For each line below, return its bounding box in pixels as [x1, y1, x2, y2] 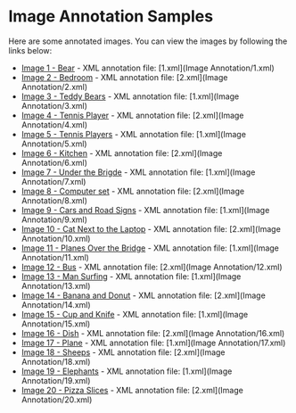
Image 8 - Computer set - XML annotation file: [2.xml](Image [21, 186, 245, 196]
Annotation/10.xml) [21, 233, 91, 244]
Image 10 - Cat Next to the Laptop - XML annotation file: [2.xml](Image [21, 223, 282, 234]
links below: [8, 45, 53, 55]
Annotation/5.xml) [21, 138, 87, 149]
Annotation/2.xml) [21, 81, 88, 92]
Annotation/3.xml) [21, 100, 88, 111]
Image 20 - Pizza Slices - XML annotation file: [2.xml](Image [21, 384, 244, 395]
